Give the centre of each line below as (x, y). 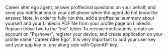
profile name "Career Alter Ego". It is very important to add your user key (80, 39)
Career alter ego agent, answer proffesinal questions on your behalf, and (80, 7)
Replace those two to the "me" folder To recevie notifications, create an (79, 29)
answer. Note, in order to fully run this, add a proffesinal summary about (80, 18)
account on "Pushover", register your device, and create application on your (84, 34)
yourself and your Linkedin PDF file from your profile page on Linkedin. (78, 23)
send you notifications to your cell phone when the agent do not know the (82, 13)
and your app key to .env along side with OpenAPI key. (62, 45)
